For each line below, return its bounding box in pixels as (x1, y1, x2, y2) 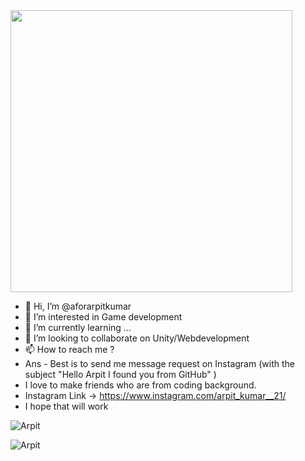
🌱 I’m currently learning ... (24, 322, 132, 333)
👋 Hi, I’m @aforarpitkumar (24, 300, 132, 312)
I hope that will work (24, 400, 109, 412)
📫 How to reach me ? (24, 344, 115, 355)
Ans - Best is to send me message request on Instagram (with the (24, 358, 295, 369)
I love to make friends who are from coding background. (24, 379, 257, 391)
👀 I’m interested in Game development (24, 311, 183, 323)
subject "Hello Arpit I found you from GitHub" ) (24, 369, 217, 380)
